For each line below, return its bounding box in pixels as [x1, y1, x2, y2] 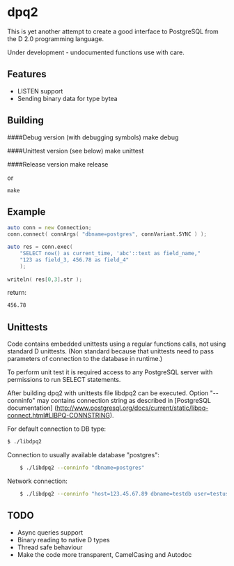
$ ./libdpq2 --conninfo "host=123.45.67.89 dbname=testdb [19, 490, 192, 497]
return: [7, 289, 26, 297]
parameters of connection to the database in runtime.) [7, 355, 163, 363]
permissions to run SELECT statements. [7, 376, 121, 384]
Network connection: [7, 477, 68, 485]
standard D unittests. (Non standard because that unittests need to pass [7, 347, 214, 355]
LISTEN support [17, 86, 63, 95]
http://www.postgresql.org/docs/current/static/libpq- [56, 404, 209, 412]
